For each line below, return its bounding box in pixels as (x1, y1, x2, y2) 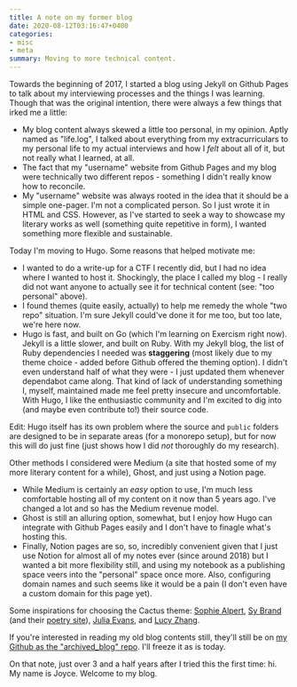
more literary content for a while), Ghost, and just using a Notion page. (9, 467, 267, 477)
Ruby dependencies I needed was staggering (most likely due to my (21, 347, 273, 358)
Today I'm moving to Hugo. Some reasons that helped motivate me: (9, 245, 255, 256)
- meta (9, 46, 34, 55)
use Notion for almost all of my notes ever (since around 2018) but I (21, 550, 269, 561)
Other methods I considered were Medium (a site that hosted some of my (9, 458, 277, 467)
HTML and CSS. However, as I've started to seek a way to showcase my (21, 210, 285, 220)
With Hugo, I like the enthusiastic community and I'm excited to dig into (21, 395, 282, 405)
